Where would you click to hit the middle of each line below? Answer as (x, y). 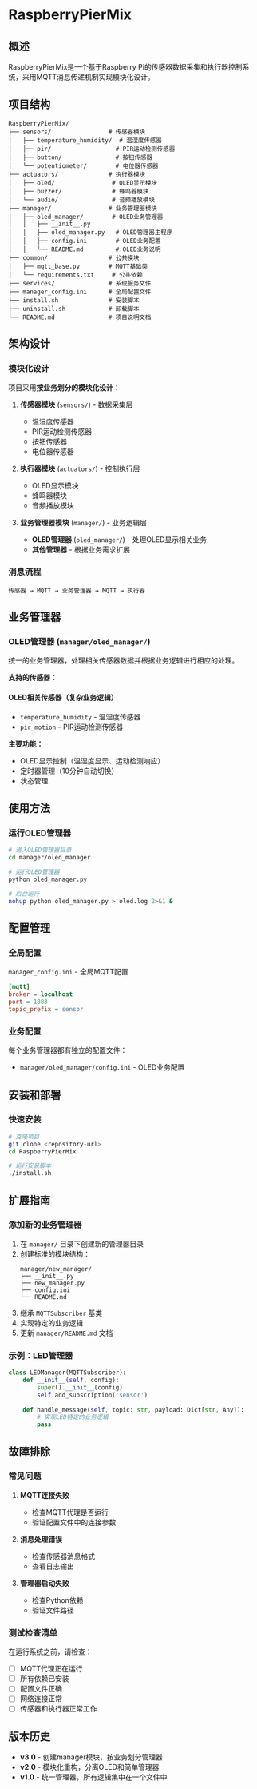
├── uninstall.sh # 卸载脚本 (74, 309)
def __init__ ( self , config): (71, 1381)
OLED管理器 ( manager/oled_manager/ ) (79, 642)
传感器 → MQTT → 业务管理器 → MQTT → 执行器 (77, 590)
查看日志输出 (53, 1566)
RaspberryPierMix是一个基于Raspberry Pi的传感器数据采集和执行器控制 (125, 67)
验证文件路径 (53, 1610)
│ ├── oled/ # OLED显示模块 (83, 183)
